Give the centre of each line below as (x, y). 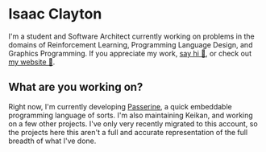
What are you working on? (76, 87)
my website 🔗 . (32, 62)
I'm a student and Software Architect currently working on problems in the (132, 36)
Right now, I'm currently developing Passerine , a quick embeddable (120, 106)
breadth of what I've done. (52, 141)
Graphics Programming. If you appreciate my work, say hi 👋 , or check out (130, 53)
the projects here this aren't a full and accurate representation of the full (128, 132)
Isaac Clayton (55, 14)
